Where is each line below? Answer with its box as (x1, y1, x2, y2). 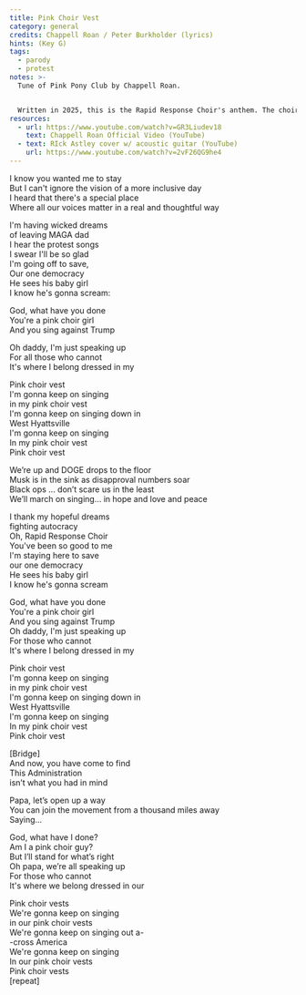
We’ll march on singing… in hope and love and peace (9, 493, 208, 504)
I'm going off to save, (9, 258, 89, 269)
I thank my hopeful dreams (9, 511, 110, 522)
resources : (9, 114, 51, 123)
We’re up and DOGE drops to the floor (9, 464, 152, 475)
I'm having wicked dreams (9, 220, 108, 231)
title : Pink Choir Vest (9, 13, 100, 23)
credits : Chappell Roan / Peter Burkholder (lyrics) (9, 30, 214, 39)
